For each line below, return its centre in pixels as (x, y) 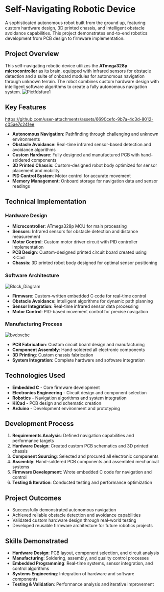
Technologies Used (35, 375)
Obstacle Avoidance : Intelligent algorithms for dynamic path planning (82, 301)
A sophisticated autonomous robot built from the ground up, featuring (75, 23)
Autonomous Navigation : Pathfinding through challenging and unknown (85, 134)
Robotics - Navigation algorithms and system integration (69, 398)
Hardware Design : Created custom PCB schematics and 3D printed (80, 446)
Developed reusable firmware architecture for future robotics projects (82, 526)
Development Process (40, 424)
